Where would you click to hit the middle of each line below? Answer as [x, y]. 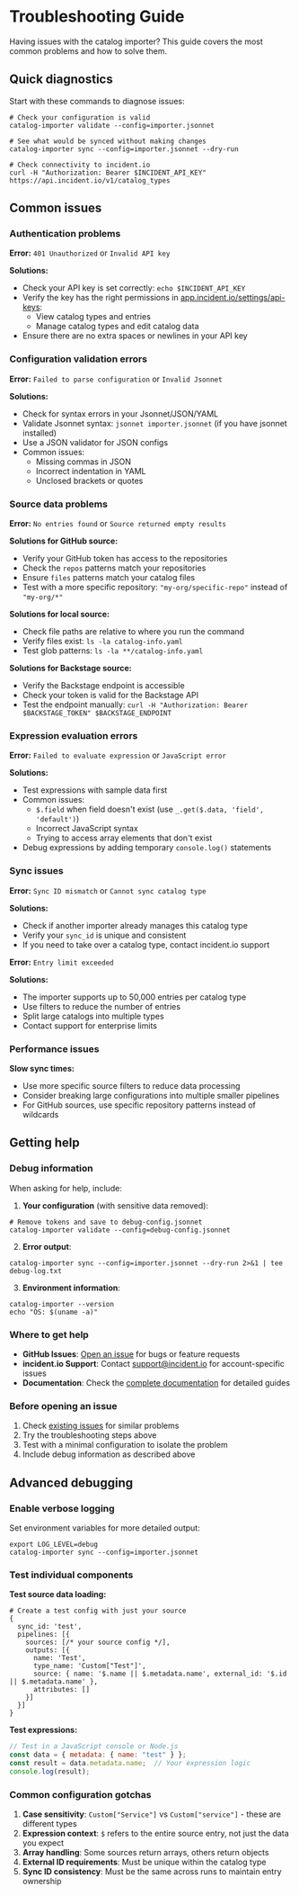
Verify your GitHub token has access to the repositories [125, 559]
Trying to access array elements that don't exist [124, 838]
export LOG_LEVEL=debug [54, 1544]
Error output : [47, 1246]
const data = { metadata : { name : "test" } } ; [98, 1755]
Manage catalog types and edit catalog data [117, 327]
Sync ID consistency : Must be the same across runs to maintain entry [152, 1871]
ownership [42, 1881]
